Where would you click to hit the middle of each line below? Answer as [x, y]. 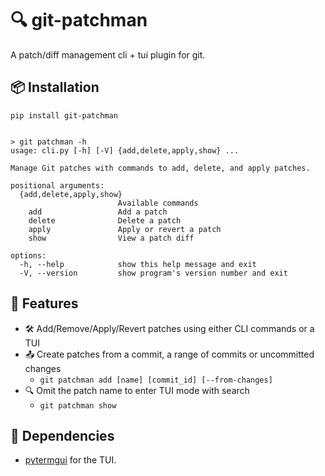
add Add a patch [98, 212]
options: [28, 255]
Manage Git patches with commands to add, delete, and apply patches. [160, 168]
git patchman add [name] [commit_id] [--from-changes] [156, 380]
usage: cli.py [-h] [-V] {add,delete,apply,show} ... [125, 150]
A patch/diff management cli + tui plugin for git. [108, 54]
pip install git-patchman [64, 115]
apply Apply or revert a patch [125, 229]
